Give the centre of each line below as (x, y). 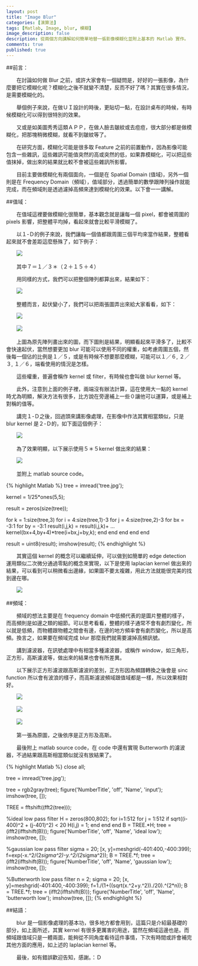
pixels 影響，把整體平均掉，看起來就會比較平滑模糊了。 (73, 221)
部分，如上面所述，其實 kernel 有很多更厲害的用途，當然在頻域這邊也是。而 (98, 930)
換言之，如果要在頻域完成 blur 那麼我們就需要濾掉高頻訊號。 (90, 638)
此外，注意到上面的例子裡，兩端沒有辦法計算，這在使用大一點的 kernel (102, 389)
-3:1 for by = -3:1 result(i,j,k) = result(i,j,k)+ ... (60, 526)
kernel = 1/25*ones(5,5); (36, 497)
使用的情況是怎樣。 (68, 364)
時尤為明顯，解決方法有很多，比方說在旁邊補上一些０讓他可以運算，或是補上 (99, 396)
